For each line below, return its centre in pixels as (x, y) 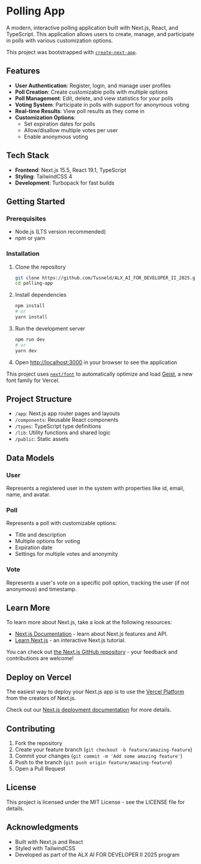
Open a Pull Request (40, 769)
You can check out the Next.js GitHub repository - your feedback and (92, 652)
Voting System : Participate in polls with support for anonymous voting (102, 105)
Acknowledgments (43, 827)
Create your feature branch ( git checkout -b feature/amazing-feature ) (103, 750)
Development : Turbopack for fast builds (65, 183)
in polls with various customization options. (60, 40)
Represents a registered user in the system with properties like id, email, (95, 488)
